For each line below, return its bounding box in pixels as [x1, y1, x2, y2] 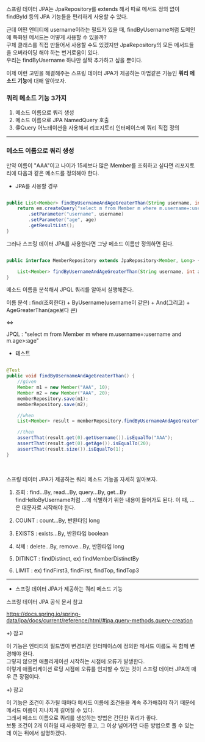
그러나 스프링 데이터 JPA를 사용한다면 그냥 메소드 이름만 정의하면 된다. [6, 240, 174, 247]
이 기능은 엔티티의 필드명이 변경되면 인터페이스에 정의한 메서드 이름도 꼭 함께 [6, 642, 189, 649]
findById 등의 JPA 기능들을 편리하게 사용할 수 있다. [6, 13, 128, 20]
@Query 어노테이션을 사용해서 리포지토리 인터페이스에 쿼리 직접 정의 [15, 124, 180, 131]
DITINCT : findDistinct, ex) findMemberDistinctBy [15, 555, 139, 562]
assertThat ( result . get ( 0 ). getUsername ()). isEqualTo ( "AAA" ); [17, 435, 173, 441]
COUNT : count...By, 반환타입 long [15, 517, 100, 524]
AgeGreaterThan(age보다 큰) [6, 307, 77, 314]
